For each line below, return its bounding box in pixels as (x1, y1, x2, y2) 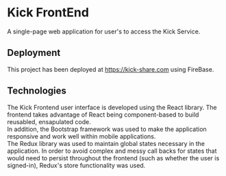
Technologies (7, 85, 67, 97)
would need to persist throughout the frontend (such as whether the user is (7, 153, 220, 162)
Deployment (7, 47, 61, 59)
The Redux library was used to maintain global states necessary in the (7, 139, 205, 147)
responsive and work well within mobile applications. (7, 132, 156, 141)
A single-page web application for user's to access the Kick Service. (7, 27, 201, 35)
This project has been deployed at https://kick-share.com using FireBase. (7, 65, 214, 73)
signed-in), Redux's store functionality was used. (7, 161, 146, 169)
